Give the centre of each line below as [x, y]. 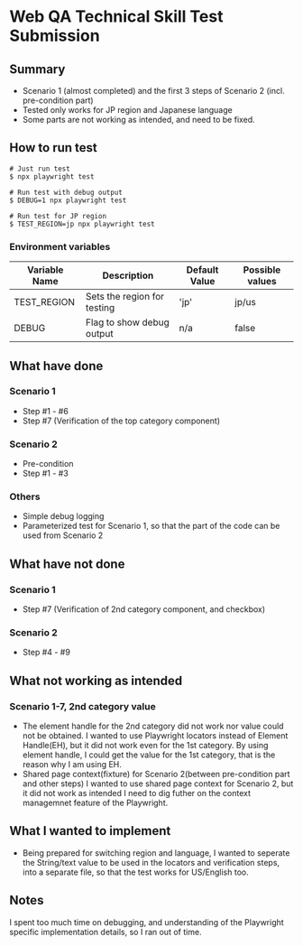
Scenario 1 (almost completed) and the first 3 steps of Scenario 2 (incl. [154, 91]
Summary [37, 69]
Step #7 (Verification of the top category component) [121, 421]
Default [202, 270]
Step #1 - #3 [46, 473]
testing [100, 308]
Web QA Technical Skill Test [116, 17]
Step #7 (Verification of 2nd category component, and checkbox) [144, 609]
